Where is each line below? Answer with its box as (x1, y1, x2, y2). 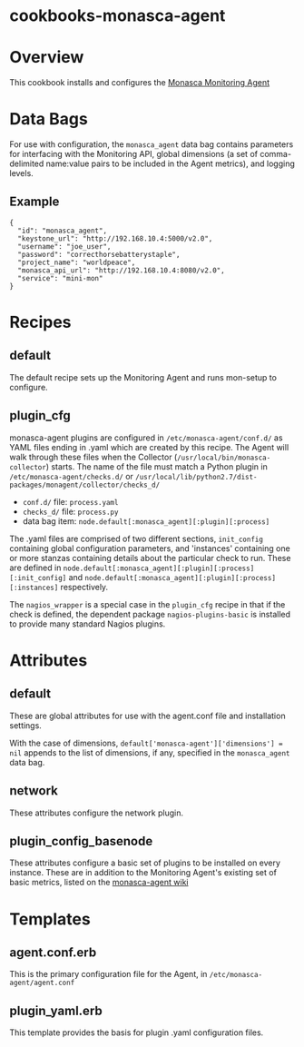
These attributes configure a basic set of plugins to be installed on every (9, 857, 281, 868)
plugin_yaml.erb (9, 1003, 103, 1018)
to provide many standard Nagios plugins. (9, 618, 166, 629)
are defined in (9, 562, 62, 573)
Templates (9, 909, 91, 929)
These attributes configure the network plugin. (9, 807, 184, 818)
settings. (9, 719, 43, 731)
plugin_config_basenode (9, 833, 153, 849)
